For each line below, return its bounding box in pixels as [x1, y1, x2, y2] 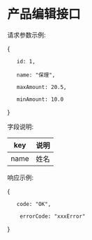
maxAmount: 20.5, [16, 83, 68, 90]
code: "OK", [16, 200, 52, 207]
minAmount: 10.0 [16, 95, 64, 103]
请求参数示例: [7, 31, 47, 39]
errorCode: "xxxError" [20, 213, 86, 220]
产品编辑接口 [7, 6, 82, 22]
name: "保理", [16, 71, 56, 79]
